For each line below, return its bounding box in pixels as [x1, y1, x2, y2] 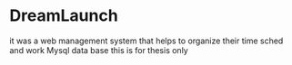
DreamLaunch [9, 5, 118, 26]
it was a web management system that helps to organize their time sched [9, 35, 284, 46]
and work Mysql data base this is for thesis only [9, 44, 188, 55]
